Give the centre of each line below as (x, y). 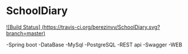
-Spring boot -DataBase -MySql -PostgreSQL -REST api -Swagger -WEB (94, 45)
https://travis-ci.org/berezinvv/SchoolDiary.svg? (102, 27)
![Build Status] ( (25, 27)
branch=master (25, 33)
